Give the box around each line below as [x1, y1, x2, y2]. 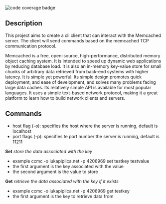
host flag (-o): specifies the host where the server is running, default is [12, 123, 158, 129]
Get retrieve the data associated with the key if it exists [5, 178, 119, 184]
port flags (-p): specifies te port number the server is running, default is [12, 133, 160, 139]
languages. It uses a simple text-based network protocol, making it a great [5, 90, 158, 96]
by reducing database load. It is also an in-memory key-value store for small [5, 63, 162, 69]
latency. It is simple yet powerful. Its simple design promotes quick [5, 74, 142, 80]
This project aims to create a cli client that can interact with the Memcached [5, 32, 161, 38]
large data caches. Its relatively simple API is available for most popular [5, 84, 152, 90]
